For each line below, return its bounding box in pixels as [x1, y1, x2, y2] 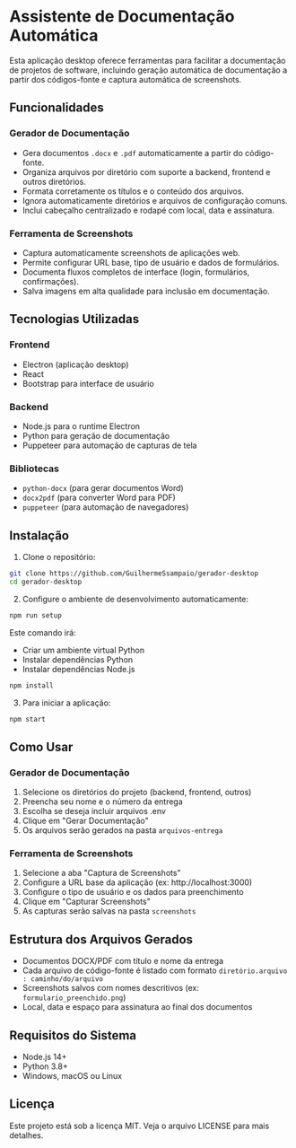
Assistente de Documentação [9, 6, 235, 27]
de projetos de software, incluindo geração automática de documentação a [9, 65, 288, 75]
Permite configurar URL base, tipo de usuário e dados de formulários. [22, 257, 280, 267]
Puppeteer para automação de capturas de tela [22, 440, 197, 451]
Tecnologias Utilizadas [9, 311, 140, 327]
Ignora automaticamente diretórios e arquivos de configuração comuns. [22, 195, 289, 206]
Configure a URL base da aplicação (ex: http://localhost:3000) [22, 877, 253, 888]
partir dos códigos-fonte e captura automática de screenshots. [9, 74, 242, 84]
